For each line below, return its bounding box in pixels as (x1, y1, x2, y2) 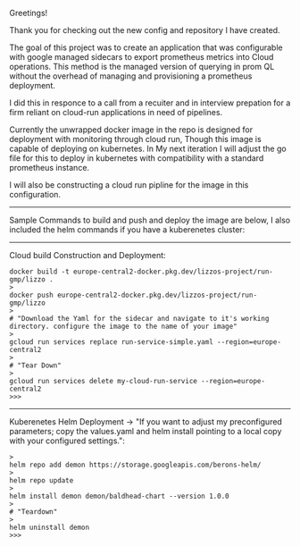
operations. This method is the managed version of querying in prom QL (9, 62, 275, 71)
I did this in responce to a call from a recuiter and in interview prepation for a (9, 97, 291, 108)
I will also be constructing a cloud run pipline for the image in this (9, 180, 249, 190)
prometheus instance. (9, 163, 90, 172)
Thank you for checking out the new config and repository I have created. (9, 25, 280, 35)
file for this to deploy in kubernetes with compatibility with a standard (9, 153, 264, 164)
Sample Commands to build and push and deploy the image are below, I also (9, 214, 291, 225)
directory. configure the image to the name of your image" (9, 322, 238, 331)
